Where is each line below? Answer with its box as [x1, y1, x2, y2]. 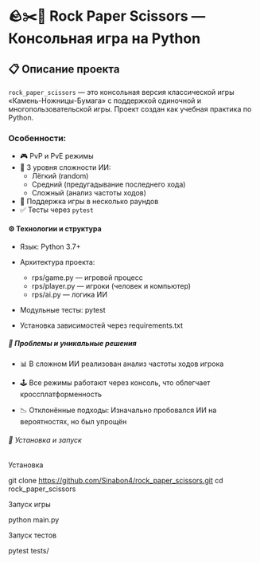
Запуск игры [8, 499, 52, 509]
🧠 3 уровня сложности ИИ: [19, 163, 111, 172]
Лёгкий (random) [31, 171, 89, 181]
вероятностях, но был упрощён [19, 417, 127, 427]
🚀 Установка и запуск [8, 435, 82, 445]
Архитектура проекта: [19, 257, 95, 266]
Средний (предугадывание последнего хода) [31, 179, 186, 189]
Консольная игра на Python [8, 30, 201, 48]
